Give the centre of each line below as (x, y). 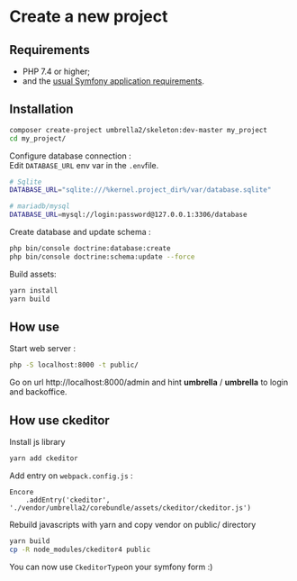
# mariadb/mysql (40, 206)
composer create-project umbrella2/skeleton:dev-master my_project (139, 130)
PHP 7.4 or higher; (56, 71)
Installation (41, 109)
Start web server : (43, 349)
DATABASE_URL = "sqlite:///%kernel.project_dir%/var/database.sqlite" (140, 190)
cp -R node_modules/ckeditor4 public (80, 549)
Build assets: (33, 274)
